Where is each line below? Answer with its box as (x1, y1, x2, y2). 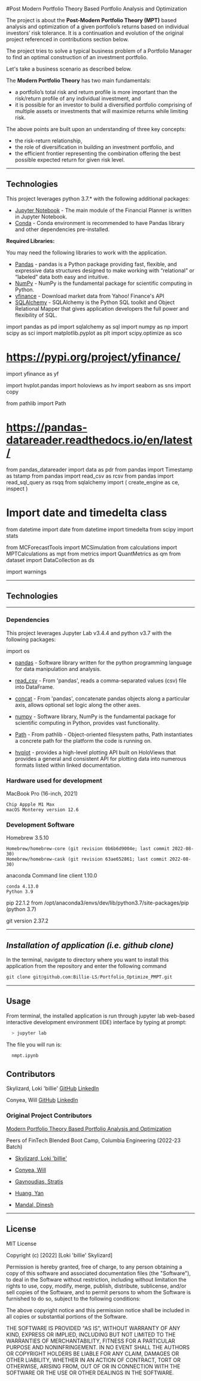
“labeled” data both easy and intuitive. (14, 273, 109, 280)
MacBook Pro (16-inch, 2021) (6, 790, 78, 797)
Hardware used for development (6, 776, 103, 785)
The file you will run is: (6, 1041, 62, 1048)
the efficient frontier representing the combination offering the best (14, 150, 181, 157)
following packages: (6, 636, 56, 643)
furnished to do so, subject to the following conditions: (6, 1295, 141, 1302)
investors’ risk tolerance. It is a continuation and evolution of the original (6, 29, 184, 37)
